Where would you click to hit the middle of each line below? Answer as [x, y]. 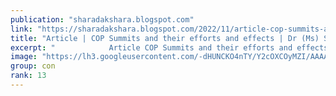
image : [24, 57]
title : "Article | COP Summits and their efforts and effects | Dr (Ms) [165, 38]
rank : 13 [28, 76]
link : [21, 29]
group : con [33, 66]
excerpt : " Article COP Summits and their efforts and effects [169, 47]
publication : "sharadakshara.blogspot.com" [102, 19]
